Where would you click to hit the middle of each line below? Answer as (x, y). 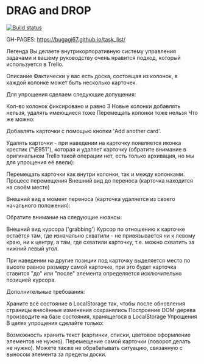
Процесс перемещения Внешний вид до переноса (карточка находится (100, 180)
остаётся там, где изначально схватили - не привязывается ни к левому (101, 235)
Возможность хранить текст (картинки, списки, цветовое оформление (98, 335)
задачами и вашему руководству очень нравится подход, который (93, 57)
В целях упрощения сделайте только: (55, 323)
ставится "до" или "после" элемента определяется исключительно (94, 273)
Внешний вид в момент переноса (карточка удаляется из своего (91, 198)
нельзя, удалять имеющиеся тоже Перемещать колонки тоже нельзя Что (102, 112)
